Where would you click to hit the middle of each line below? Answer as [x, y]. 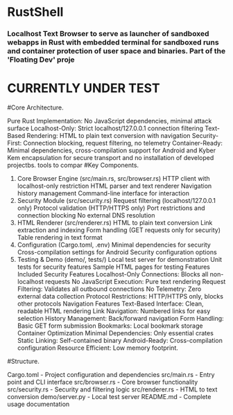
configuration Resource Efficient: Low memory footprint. [97, 348]
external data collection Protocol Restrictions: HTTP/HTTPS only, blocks [120, 297]
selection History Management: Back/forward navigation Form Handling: [120, 319]
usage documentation [38, 404]
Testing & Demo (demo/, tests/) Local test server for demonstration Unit [120, 260]
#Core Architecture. [35, 107]
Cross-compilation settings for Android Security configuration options [117, 252]
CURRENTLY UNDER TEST [84, 88]
